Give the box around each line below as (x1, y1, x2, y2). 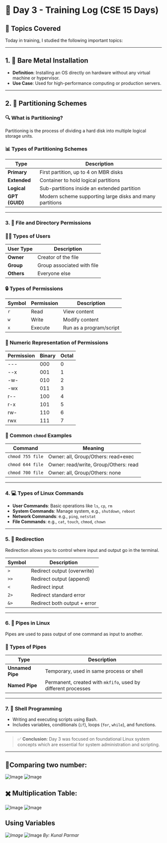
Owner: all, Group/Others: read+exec (48, 453, 134, 460)
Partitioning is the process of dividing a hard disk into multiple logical (5, 128, 147, 134)
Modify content (63, 316, 99, 323)
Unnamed (7, 665, 31, 672)
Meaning (83, 445, 104, 452)
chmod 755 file (7, 454, 44, 459)
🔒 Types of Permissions (5, 285, 63, 292)
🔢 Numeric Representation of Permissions (5, 339, 108, 346)
